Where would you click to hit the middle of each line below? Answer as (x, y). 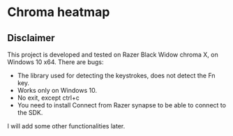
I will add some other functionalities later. (66, 126)
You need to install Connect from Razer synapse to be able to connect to (122, 105)
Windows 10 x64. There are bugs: (55, 62)
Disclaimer (31, 38)
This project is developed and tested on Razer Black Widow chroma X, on (113, 54)
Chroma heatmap (59, 12)
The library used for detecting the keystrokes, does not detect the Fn (116, 75)
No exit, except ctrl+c (48, 98)
